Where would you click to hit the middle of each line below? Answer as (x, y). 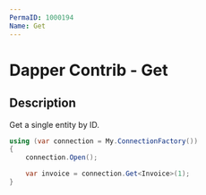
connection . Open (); (62, 157)
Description (43, 103)
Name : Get (28, 26)
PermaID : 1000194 (42, 17)
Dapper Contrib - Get (89, 70)
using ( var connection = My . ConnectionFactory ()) (104, 141)
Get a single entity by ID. (55, 124)
